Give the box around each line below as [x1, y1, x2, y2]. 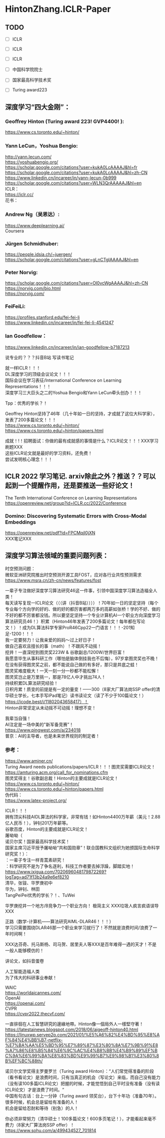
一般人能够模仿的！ [5, 947, 44, 954]
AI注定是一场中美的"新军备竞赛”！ [5, 721, 74, 727]
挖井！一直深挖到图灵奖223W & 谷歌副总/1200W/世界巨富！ [5, 649, 127, 655]
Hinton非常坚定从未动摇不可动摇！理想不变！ [5, 705, 97, 711]
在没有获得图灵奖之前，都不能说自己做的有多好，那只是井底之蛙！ [5, 661, 139, 667]
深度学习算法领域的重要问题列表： [5, 552, 109, 560]
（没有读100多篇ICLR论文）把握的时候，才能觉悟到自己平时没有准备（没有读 [5, 1081, 160, 1087]
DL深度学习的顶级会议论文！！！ [5, 371, 71, 377]
